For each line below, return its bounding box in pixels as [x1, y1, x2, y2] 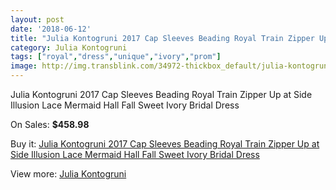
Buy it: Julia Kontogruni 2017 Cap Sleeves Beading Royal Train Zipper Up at [10, 138, 320, 150]
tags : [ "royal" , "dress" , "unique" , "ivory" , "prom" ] [10, 52, 222, 62]
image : [10, 61, 38, 71]
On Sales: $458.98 [10, 119, 90, 130]
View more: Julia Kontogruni [10, 168, 127, 180]
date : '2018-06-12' [10, 24, 92, 34]
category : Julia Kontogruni [10, 42, 128, 53]
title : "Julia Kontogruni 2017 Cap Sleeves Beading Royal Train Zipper [10, 33, 315, 43]
